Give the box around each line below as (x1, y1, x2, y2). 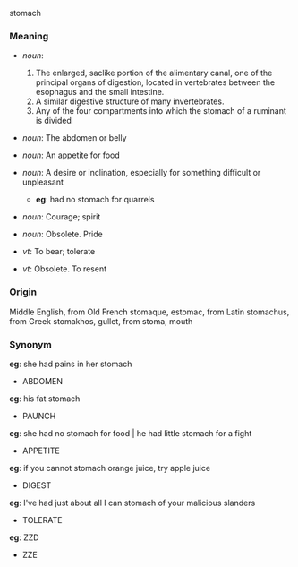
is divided (35, 116, 72, 126)
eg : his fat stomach (9, 393, 81, 404)
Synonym (9, 338, 52, 350)
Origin (9, 286, 38, 298)
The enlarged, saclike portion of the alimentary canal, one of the (35, 67, 273, 79)
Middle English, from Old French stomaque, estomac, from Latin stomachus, (9, 306, 290, 317)
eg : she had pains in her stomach (9, 358, 132, 369)
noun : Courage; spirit (21, 211, 101, 222)
